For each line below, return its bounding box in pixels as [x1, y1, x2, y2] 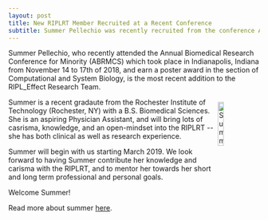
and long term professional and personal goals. [8, 172, 164, 182]
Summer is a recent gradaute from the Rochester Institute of [8, 97, 206, 108]
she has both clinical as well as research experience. [8, 132, 182, 141]
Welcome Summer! [8, 188, 71, 198]
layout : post [8, 11, 52, 20]
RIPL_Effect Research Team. [8, 82, 101, 92]
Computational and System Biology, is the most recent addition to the [8, 73, 236, 84]
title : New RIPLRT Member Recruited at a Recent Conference [8, 19, 213, 27]
